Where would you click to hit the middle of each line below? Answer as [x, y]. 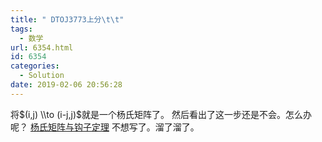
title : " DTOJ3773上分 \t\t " [67, 19]
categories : [35, 66]
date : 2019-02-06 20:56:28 [66, 85]
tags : [21, 29]
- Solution [42, 76]
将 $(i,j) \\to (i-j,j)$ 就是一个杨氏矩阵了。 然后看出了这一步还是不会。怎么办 [161, 114]
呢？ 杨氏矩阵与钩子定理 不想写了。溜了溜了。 [105, 127]
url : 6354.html [42, 47]
